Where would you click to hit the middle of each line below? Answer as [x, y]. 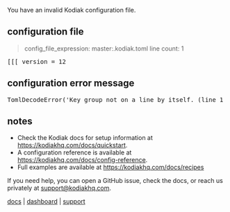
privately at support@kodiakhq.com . [59, 188]
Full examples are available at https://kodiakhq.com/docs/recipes [110, 167]
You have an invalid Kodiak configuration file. [72, 10]
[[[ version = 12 [36, 61]
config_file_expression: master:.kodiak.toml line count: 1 [104, 48]
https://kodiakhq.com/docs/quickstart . [72, 145]
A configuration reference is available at [74, 152]
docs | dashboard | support [46, 202]
